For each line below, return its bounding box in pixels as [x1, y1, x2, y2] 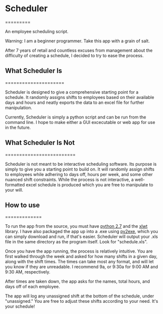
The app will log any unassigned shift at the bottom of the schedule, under [5, 293, 154, 299]
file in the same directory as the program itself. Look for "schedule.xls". [5, 239, 148, 245]
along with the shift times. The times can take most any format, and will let [5, 259, 154, 265]
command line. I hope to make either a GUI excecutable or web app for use [5, 119, 156, 125]
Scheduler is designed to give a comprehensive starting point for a [5, 89, 139, 95]
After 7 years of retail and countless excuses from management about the [5, 47, 153, 53]
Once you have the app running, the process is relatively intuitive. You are [5, 248, 153, 254]
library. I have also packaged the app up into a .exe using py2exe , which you [5, 229, 158, 235]
